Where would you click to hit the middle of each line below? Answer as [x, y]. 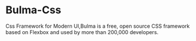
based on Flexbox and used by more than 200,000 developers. [82, 32]
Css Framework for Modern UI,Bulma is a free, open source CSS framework [98, 26]
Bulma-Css [33, 10]
